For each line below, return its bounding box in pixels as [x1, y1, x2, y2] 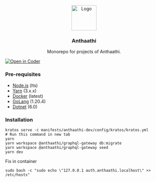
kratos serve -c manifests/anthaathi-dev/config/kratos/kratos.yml [5, 127, 149, 132]
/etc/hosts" [5, 172, 30, 177]
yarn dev [5, 149, 23, 154]
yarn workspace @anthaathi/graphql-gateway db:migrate [5, 140, 122, 145]
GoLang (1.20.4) [12, 98, 46, 104]
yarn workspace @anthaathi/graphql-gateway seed [5, 145, 108, 150]
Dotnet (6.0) [12, 103, 37, 110]
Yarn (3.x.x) [12, 88, 36, 94]
